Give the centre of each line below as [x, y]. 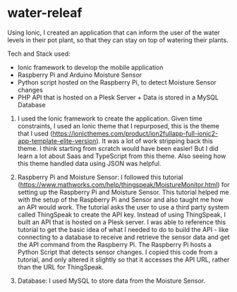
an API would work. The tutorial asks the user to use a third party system [123, 207]
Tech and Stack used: [39, 54]
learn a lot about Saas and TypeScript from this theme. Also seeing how [122, 156]
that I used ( [35, 133]
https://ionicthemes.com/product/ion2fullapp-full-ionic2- [135, 133]
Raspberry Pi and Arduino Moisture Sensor [80, 75]
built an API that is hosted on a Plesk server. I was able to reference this [122, 222]
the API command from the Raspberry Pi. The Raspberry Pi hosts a [114, 244]
